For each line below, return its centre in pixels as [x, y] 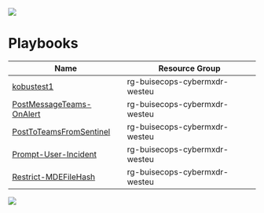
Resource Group [189, 68]
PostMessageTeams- [52, 104]
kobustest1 [33, 86]
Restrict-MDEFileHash [54, 177]
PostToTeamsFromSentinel [61, 131]
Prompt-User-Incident [54, 154]
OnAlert [26, 114]
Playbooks [43, 44]
